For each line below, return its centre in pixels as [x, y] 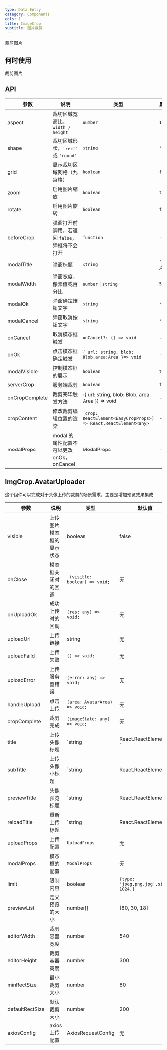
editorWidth [22, 936]
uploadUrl [19, 639]
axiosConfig [22, 1033]
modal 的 [63, 435]
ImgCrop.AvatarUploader [45, 482]
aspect [16, 122]
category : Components [28, 14]
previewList [21, 908]
